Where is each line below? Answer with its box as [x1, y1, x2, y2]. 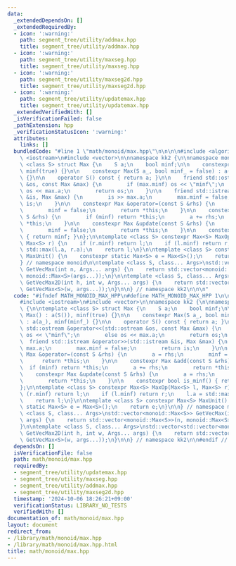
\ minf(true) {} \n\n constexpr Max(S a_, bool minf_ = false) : [20, 167, 221, 175]
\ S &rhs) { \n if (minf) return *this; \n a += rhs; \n [20, 214, 225, 221]
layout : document [7, 522, 58, 529]
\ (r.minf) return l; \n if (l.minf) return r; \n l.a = [20, 390, 202, 398]
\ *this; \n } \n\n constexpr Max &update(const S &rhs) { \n [20, 220, 216, 227]
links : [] [20, 142, 49, 149]
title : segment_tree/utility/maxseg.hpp [20, 63, 140, 70]
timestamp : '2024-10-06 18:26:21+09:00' [13, 495, 133, 503]
